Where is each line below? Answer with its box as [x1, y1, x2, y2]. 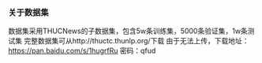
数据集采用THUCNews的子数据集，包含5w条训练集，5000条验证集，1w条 [8, 26, 249, 36]
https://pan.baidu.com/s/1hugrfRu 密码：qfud [8, 46, 156, 56]
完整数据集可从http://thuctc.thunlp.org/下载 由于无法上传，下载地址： [23, 36, 250, 46]
